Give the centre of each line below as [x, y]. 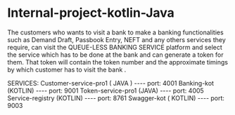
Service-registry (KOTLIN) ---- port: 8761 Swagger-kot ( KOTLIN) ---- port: [116, 98]
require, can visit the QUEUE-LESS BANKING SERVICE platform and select [115, 47]
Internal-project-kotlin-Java [91, 13]
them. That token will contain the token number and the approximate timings [118, 62]
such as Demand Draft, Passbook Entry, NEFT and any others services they [117, 39]
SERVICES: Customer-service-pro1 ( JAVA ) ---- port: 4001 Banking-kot [111, 83]
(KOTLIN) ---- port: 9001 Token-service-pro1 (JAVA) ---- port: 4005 [106, 90]
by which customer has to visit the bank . [67, 69]
